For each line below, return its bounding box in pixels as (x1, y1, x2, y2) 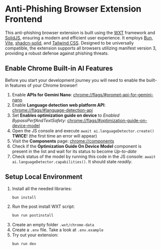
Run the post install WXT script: (12, 203, 75, 209)
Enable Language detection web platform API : (12, 102, 106, 108)
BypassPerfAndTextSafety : (12, 117, 66, 123)
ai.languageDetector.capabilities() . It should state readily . (12, 158, 133, 164)
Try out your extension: (12, 232, 59, 238)
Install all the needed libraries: (12, 186, 72, 191)
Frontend (5, 14, 43, 25)
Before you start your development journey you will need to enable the (5, 77, 146, 83)
